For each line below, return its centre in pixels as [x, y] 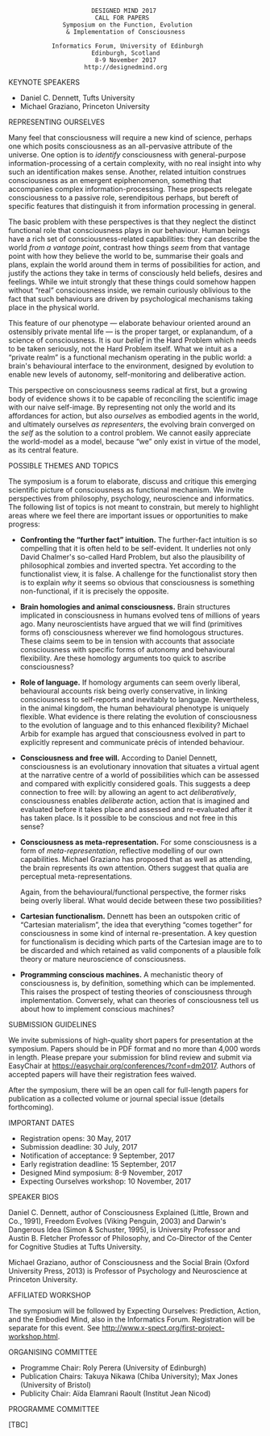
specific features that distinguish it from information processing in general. [132, 206]
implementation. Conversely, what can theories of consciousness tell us [139, 1000]
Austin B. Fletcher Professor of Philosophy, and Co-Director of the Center [130, 1238]
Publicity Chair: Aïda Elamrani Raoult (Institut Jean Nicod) [115, 1393]
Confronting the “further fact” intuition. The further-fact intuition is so [139, 540]
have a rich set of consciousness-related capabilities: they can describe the [134, 239]
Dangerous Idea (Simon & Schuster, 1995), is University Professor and [124, 1230]
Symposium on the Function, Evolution [128, 25]
